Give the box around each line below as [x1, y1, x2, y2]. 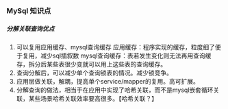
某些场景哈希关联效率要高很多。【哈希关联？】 [28, 94, 158, 102]
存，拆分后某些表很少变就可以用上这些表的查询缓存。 [16, 60, 167, 68]
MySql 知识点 [6, 5, 51, 15]
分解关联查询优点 [6, 24, 55, 32]
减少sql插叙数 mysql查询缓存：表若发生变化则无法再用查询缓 [40, 51, 212, 60]
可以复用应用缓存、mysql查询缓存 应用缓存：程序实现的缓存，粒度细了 [16, 43, 216, 51]
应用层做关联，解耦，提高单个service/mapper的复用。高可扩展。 [16, 77, 200, 85]
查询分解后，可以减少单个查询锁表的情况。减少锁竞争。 [16, 69, 173, 77]
